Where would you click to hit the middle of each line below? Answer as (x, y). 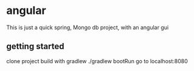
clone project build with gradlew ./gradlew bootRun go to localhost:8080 (97, 61)
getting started (35, 46)
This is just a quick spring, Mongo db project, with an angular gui (88, 27)
